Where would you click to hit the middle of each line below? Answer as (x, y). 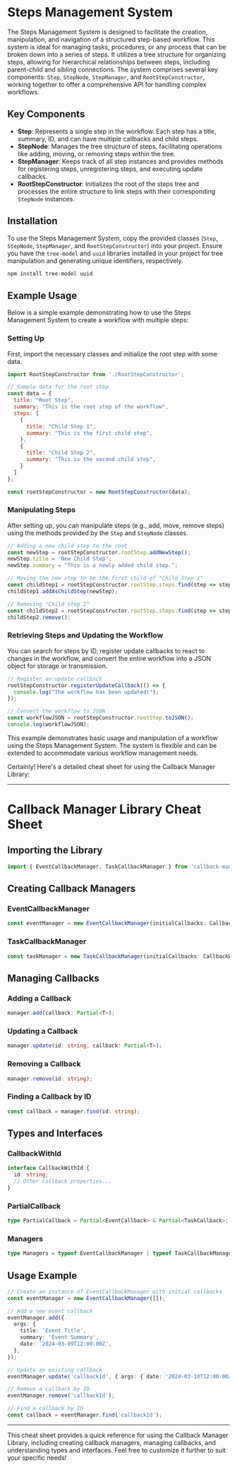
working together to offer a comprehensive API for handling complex (107, 84)
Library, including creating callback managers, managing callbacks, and (112, 1442)
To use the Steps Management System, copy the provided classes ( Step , (113, 238)
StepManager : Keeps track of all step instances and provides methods (120, 161)
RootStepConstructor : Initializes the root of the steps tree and (108, 184)
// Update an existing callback (55, 1370)
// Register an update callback (55, 679)
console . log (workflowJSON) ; (49, 725)
